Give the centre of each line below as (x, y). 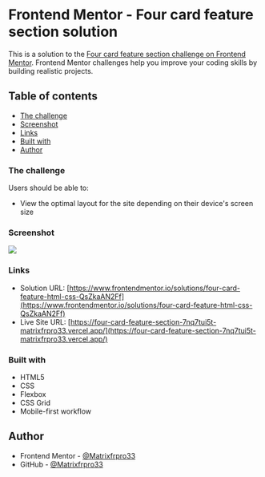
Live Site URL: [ (45, 321)
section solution (63, 32)
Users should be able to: (49, 188)
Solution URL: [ (44, 288)
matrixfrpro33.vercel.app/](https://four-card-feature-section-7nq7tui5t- (138, 330)
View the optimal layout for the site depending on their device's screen (137, 204)
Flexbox (33, 394)
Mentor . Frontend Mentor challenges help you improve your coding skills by (133, 63)
